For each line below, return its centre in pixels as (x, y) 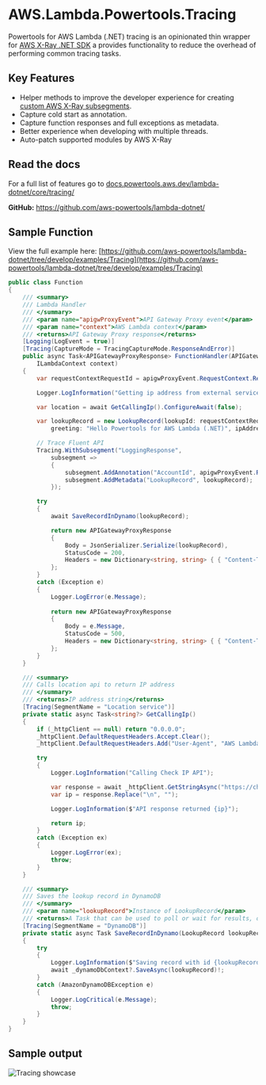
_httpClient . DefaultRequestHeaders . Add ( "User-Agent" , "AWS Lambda (148, 744)
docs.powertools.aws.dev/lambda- (162, 183)
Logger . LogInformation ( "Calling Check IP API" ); (132, 773)
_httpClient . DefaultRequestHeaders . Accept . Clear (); (124, 736)
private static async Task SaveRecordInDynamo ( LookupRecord (123, 933)
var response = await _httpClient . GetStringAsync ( (136, 787)
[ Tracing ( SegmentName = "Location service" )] (99, 707)
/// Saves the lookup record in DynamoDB (91, 896)
